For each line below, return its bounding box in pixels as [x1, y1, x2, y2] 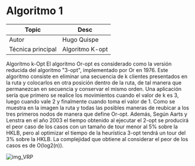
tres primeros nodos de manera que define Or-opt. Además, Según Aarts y [6, 110, 187, 118]
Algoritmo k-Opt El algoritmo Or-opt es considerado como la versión [6, 60, 172, 67]
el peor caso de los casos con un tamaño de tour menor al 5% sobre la [6, 123, 178, 130]
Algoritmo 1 [6, 4, 64, 18]
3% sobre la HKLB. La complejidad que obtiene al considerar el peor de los [6, 135, 189, 142]
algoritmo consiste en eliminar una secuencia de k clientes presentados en [6, 73, 187, 80]
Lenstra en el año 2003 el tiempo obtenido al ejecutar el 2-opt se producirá [6, 116, 189, 123]
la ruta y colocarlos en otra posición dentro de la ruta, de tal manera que [6, 79, 181, 86]
